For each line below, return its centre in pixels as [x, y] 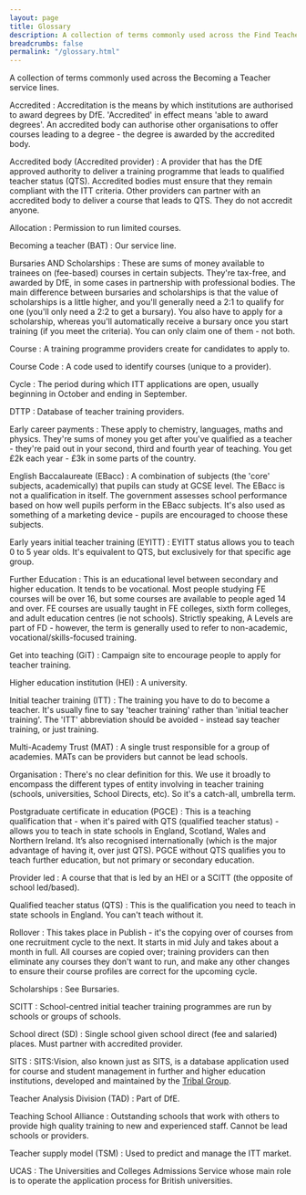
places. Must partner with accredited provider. [97, 1044]
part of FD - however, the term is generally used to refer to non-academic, [149, 628]
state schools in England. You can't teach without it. [107, 915]
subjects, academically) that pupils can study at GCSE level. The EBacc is [147, 486]
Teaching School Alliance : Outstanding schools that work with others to [144, 1116]
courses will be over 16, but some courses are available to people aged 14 [148, 599]
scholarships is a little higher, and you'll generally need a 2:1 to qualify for [147, 302]
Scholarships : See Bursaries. [65, 989]
